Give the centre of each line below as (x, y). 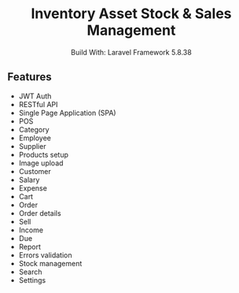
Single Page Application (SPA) (67, 113)
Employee (35, 138)
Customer (35, 171)
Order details (40, 213)
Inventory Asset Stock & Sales (131, 14)
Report (29, 247)
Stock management (50, 263)
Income (31, 230)
